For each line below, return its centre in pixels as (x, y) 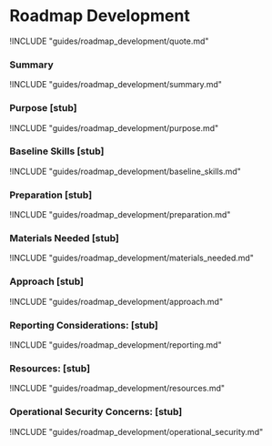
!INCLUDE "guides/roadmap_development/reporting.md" (116, 345)
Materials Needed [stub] (65, 238)
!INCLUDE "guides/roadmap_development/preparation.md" (120, 215)
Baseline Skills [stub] (57, 151)
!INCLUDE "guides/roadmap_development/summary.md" (116, 85)
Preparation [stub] (51, 195)
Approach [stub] (47, 281)
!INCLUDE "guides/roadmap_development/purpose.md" (114, 127)
